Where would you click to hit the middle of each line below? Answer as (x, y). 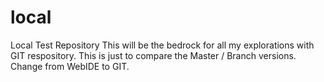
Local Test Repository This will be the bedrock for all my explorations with (162, 45)
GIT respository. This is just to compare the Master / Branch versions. (153, 55)
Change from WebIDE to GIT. (70, 66)
